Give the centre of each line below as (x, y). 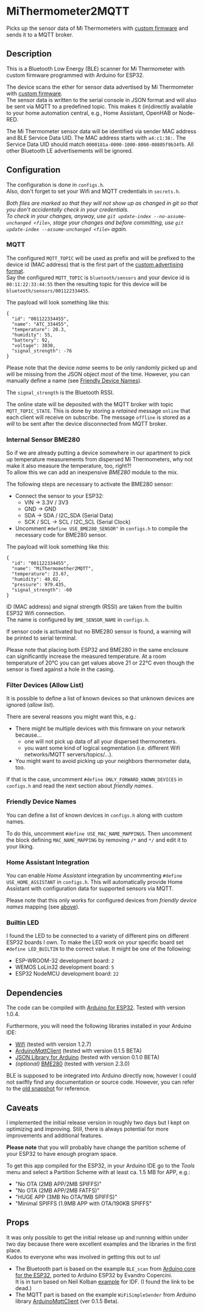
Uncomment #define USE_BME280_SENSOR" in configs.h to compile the (101, 528)
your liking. (20, 846)
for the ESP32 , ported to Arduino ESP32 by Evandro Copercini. (93, 1275)
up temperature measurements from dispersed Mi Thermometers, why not (100, 459)
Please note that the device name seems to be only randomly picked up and (102, 367)
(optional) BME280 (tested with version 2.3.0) (72, 1064)
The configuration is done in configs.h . (55, 184)
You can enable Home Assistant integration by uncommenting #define (94, 875)
